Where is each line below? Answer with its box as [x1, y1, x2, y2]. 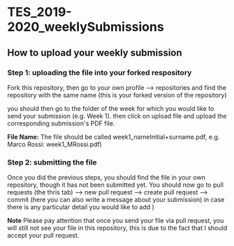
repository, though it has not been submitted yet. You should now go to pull [7, 180, 224, 189]
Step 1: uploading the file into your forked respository [7, 68, 192, 77]
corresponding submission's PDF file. [7, 119, 115, 128]
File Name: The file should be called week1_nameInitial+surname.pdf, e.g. [7, 132, 220, 141]
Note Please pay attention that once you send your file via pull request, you [7, 217, 224, 225]
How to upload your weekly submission [7, 47, 183, 59]
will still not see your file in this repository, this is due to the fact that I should [7, 224, 228, 232]
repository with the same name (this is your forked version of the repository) [7, 91, 227, 99]
